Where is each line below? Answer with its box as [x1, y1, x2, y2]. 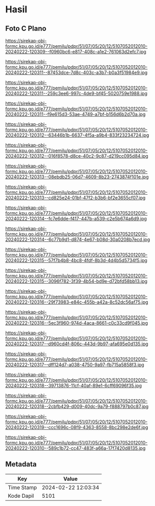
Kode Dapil [8, 492, 34, 499]
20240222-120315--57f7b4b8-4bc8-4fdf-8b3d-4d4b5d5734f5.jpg [5, 257, 147, 263]
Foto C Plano [5, 24, 47, 33]
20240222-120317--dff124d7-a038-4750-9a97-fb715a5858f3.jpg [5, 362, 144, 368]
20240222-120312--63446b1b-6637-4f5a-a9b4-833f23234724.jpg [5, 132, 149, 138]
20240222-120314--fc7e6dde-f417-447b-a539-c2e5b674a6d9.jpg [5, 216, 147, 221]
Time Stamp [8, 484, 37, 491]
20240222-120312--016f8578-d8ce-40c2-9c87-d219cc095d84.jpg [5, 153, 148, 159]
